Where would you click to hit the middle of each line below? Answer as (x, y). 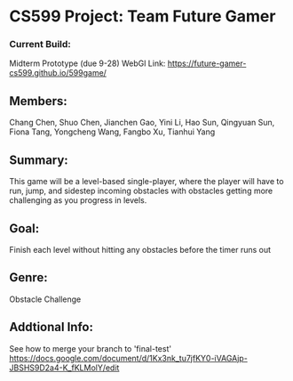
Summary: (39, 160)
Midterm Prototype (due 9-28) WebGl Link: (87, 63)
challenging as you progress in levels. (78, 200)
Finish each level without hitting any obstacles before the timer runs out (140, 249)
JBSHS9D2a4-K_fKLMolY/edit (64, 368)
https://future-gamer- (207, 63)
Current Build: (40, 45)
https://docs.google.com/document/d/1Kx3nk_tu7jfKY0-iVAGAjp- (129, 358)
